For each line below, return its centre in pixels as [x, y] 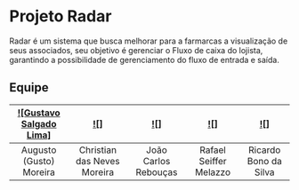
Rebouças [157, 172]
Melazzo [213, 172]
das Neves [97, 161]
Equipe [29, 87]
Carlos [157, 161]
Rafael [213, 150]
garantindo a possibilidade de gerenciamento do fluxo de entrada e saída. [145, 59]
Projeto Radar [61, 16]
